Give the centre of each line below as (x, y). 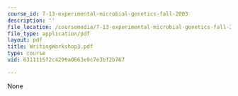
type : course (27, 54)
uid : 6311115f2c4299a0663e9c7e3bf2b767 (66, 60)
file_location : (30, 27)
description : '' (31, 20)
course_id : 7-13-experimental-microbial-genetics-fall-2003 (98, 14)
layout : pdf (25, 40)
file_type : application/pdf (49, 34)
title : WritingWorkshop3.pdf (50, 47)
